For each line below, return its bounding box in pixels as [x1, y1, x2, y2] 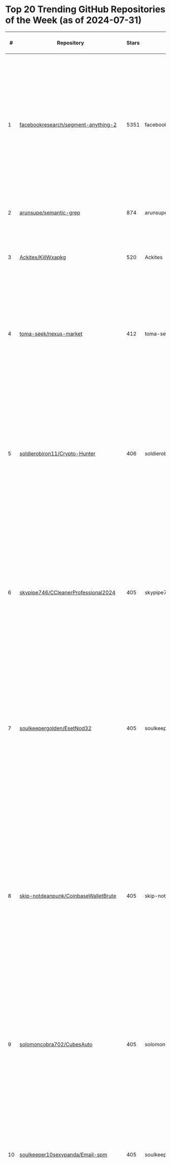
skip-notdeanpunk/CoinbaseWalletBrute [19, 892, 117, 899]
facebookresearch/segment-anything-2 [19, 121, 117, 128]
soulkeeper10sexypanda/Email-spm [19, 1151, 108, 1158]
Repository [56, 39, 84, 46]
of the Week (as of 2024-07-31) [5, 14, 141, 26]
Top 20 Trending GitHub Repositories [5, 4, 166, 15]
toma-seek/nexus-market [19, 330, 83, 337]
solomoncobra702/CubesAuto [19, 1041, 93, 1048]
